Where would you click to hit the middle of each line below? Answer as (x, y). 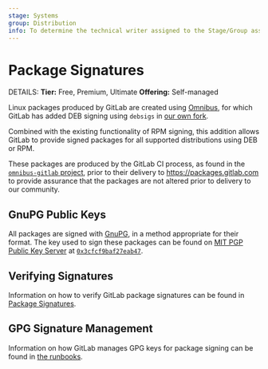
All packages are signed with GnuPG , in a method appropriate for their (124, 234)
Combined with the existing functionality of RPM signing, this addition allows (134, 132)
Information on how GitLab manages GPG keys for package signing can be (131, 347)
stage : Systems (33, 16)
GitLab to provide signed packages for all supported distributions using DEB (133, 140)
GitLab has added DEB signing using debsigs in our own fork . (108, 116)
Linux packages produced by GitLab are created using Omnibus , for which (130, 108)
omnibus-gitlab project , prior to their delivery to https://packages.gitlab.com (134, 173)
